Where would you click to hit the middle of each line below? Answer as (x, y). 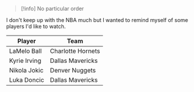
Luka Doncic (27, 80)
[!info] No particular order (52, 9)
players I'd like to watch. (36, 26)
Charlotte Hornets (75, 51)
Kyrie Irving (25, 61)
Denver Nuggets (73, 70)
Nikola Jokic (26, 70)
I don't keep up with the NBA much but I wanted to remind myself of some (97, 20)
